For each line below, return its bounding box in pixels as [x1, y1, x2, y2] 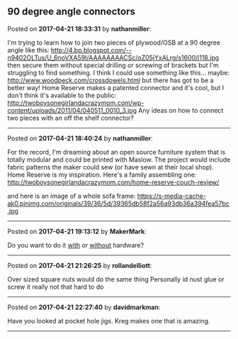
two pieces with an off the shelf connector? [7, 113, 135, 122]
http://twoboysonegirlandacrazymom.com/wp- [7, 99, 144, 107]
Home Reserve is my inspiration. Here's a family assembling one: [7, 170, 197, 179]
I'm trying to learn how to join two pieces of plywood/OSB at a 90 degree [7, 38, 221, 47]
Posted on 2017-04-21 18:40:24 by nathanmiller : [7, 134, 154, 143]
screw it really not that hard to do [7, 282, 104, 291]
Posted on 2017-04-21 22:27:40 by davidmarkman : [7, 303, 161, 311]
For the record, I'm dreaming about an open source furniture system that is [7, 148, 226, 156]
